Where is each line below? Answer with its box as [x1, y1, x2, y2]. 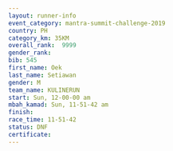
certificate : [8, 130, 52, 138]
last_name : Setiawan [8, 71, 77, 79]
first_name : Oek [8, 64, 62, 72]
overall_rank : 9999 [8, 42, 77, 50]
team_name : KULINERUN [8, 85, 81, 94]
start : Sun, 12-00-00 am [8, 93, 91, 101]
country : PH [8, 26, 48, 34]
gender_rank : [8, 49, 52, 57]
